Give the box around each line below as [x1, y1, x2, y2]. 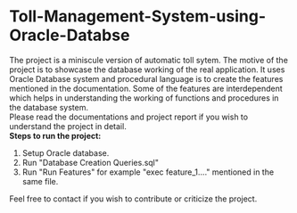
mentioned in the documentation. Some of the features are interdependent [9, 83, 283, 94]
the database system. [9, 102, 89, 112]
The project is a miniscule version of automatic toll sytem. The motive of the [9, 54, 288, 65]
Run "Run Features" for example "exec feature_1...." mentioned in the [21, 167, 275, 177]
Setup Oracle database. [21, 147, 110, 158]
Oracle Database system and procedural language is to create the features [9, 73, 284, 84]
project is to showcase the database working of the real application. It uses [9, 64, 285, 75]
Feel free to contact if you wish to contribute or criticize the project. [9, 193, 258, 204]
